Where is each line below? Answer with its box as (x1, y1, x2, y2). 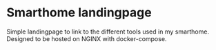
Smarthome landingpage (6, 5, 153, 21)
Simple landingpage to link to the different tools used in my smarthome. (6, 27, 210, 36)
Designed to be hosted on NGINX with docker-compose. (6, 34, 167, 42)
